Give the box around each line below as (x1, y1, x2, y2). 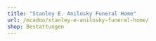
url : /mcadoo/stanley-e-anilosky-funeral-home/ (7, 17, 150, 24)
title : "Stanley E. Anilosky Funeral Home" (7, 10, 137, 17)
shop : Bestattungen (7, 23, 65, 30)
